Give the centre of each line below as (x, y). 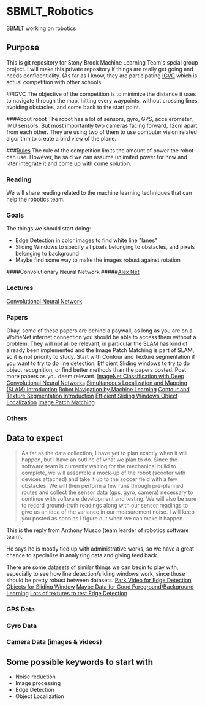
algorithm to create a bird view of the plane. (61, 138)
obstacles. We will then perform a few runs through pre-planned (102, 485)
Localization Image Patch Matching (50, 402)
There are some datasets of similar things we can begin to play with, (92, 567)
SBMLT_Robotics (50, 11)
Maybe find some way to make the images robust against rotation (98, 260)
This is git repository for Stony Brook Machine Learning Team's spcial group (102, 62)
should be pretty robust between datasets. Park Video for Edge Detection (99, 580)
